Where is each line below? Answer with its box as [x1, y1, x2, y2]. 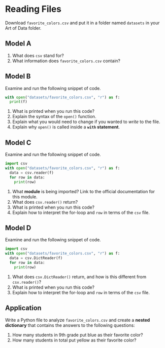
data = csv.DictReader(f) [9, 256, 63, 261]
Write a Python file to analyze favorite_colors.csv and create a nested [5, 317, 150, 323]
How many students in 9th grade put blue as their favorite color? [12, 332, 143, 338]
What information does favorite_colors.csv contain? [12, 58, 121, 64]
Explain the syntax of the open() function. [12, 114, 97, 120]
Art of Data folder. [5, 25, 42, 31]
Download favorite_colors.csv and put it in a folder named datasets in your [5, 20, 160, 26]
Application [5, 304, 42, 312]
